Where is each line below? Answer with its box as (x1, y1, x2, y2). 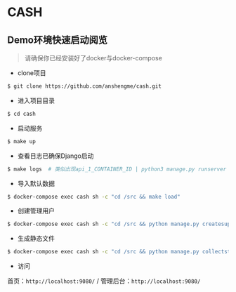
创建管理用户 (17, 206, 55, 215)
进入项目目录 (17, 96, 55, 105)
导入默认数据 (17, 179, 55, 187)
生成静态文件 (17, 234, 55, 243)
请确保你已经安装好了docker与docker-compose (24, 54, 163, 62)
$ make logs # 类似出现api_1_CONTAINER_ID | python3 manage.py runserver (7, 166, 227, 173)
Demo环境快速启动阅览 (7, 34, 107, 46)
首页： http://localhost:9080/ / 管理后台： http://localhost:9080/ (7, 277, 201, 285)
